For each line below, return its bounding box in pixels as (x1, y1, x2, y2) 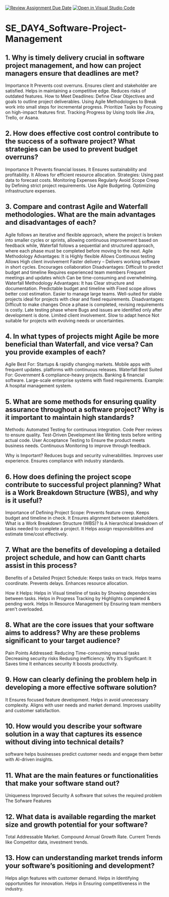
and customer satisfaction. (5, 707, 61, 713)
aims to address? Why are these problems (5, 629, 140, 637)
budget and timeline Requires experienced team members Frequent (5, 269, 146, 275)
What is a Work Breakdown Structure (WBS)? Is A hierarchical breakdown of (5, 520, 163, 526)
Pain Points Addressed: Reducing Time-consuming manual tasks (5, 650, 140, 656)
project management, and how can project (5, 61, 141, 70)
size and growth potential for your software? (5, 820, 148, 829)
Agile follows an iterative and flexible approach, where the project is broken (5, 231, 162, 237)
